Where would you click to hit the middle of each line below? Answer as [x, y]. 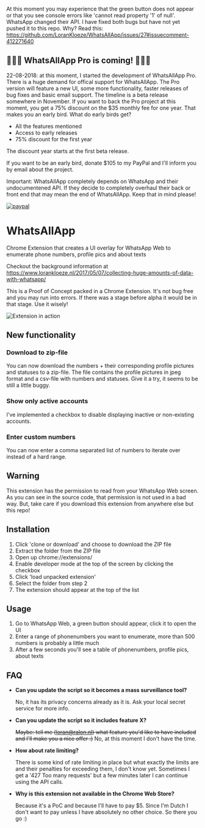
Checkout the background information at [57, 266]
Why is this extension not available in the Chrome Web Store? [95, 794]
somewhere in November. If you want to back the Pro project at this [91, 101]
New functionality [41, 335]
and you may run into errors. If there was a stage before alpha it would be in [102, 297]
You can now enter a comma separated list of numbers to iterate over [94, 450]
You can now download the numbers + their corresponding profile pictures [100, 366]
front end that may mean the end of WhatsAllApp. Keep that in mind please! [101, 194]
